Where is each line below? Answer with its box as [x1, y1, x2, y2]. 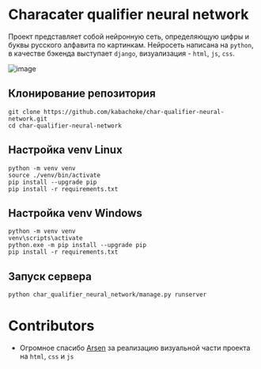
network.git [8, 115, 47, 123]
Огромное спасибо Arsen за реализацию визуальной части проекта [19, 343, 251, 353]
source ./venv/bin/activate [8, 171, 101, 179]
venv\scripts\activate [8, 234, 83, 242]
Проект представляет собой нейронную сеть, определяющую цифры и [8, 32, 250, 41]
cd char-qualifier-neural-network [8, 121, 123, 130]
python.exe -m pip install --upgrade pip [8, 242, 147, 249]
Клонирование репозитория [8, 87, 156, 101]
